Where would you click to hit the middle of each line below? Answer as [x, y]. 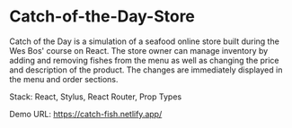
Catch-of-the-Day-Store [102, 17]
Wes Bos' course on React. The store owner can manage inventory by [139, 50]
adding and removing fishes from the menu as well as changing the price [145, 60]
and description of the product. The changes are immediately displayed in [146, 70]
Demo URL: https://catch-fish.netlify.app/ [86, 114]
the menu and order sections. [64, 79]
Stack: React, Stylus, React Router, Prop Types [96, 97]
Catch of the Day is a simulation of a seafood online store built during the [145, 41]
